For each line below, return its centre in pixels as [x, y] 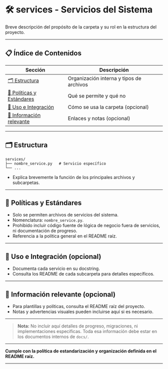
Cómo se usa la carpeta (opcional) [108, 107]
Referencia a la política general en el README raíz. [64, 236]
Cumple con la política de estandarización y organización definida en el [81, 351]
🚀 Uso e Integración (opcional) [53, 256]
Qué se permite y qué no [97, 95]
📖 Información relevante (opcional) [60, 294]
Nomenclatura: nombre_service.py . [48, 220]
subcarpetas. [26, 182]
